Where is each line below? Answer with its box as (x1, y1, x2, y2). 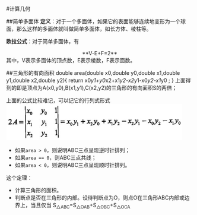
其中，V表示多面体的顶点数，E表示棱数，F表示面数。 (6, 57, 136, 64)
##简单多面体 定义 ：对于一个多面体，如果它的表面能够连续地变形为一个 (6, 18, 181, 25)
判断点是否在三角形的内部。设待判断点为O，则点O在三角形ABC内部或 (14, 194, 185, 201)
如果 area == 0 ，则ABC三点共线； (14, 154, 97, 161)
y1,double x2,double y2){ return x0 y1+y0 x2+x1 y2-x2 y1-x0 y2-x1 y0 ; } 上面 (6, 77, 186, 84)
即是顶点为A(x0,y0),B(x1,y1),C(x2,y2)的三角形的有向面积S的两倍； (16, 84, 177, 91)
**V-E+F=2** (82, 50, 117, 56)
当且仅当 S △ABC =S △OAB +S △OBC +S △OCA (30, 201, 131, 210)
